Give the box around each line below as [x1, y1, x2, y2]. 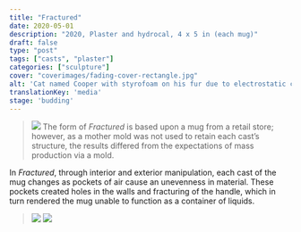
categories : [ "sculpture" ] [9, 63, 110, 72]
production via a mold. [30, 150, 115, 161]
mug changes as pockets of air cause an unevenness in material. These [9, 177, 274, 187]
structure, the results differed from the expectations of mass [30, 140, 254, 152]
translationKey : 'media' [9, 87, 102, 96]
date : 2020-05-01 [9, 21, 74, 30]
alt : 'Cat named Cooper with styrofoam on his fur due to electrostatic [9, 79, 287, 88]
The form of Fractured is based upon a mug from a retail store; [42, 121, 274, 132]
